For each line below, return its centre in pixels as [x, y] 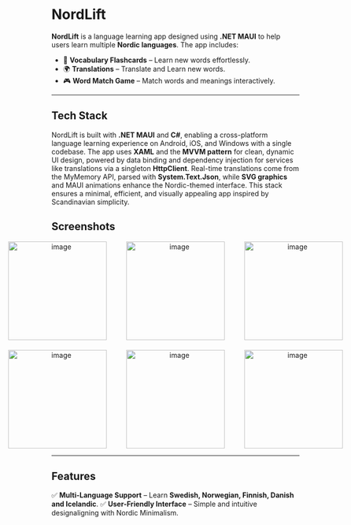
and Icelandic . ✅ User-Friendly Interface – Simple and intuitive [154, 504]
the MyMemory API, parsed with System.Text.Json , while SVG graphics [170, 177]
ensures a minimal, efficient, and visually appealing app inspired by [160, 193]
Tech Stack [79, 116]
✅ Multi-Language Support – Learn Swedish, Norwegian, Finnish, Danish [173, 495]
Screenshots [83, 227]
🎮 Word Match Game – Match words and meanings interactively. [169, 80]
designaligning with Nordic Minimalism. [115, 513]
